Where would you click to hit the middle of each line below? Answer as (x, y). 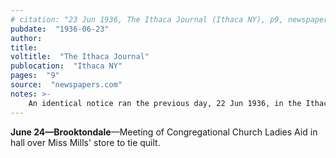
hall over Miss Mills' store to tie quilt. (85, 142)
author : (26, 38)
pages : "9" (35, 76)
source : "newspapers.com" (66, 85)
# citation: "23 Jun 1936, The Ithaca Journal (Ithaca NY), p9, (147, 19)
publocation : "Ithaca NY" (66, 66)
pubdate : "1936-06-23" (60, 29)
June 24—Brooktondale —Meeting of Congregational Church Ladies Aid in (164, 132)
